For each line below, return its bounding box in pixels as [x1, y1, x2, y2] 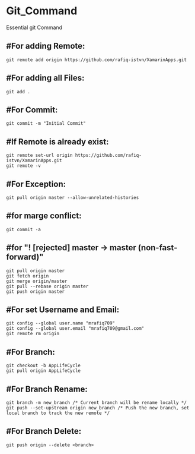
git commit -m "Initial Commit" [6, 121, 86, 127]
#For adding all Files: [6, 73, 85, 83]
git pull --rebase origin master [6, 283, 89, 289]
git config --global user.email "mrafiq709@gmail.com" [6, 326, 145, 332]
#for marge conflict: [6, 211, 82, 221]
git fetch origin [6, 273, 49, 279]
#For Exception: [6, 179, 66, 189]
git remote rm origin [6, 331, 60, 337]
